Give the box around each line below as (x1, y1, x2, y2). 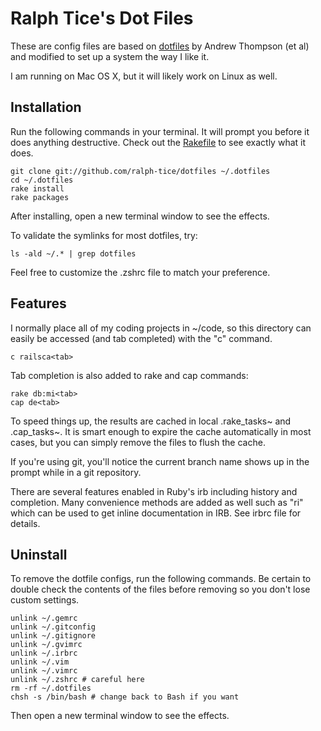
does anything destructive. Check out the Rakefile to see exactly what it (10, 136, 307, 148)
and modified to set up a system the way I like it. (10, 50, 210, 62)
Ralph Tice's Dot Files (10, 7, 194, 30)
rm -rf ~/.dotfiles (10, 683, 92, 694)
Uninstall (10, 546, 68, 563)
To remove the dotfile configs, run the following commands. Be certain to (10, 573, 312, 585)
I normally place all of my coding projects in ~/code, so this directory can (10, 322, 312, 334)
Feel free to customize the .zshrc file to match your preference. (10, 266, 271, 278)
